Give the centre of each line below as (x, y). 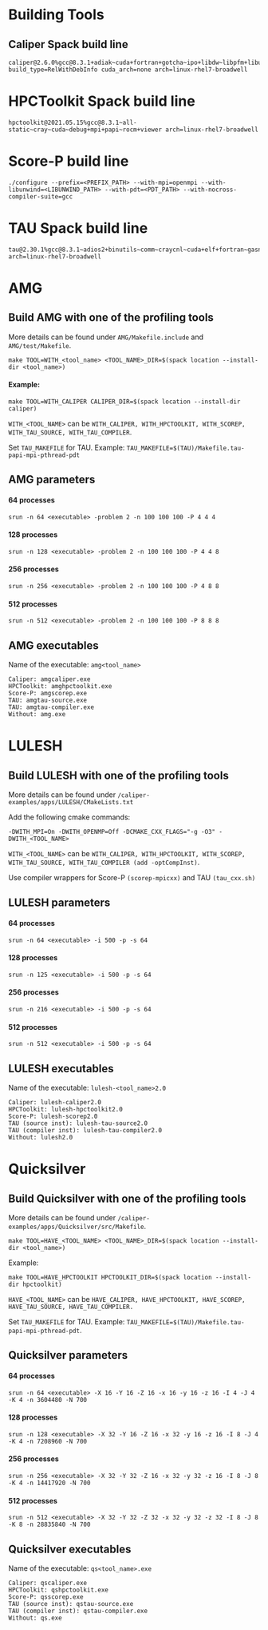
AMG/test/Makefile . (40, 345)
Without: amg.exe (37, 715)
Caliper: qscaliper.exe (48, 1583)
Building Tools (57, 15)
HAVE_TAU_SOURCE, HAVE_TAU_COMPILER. (71, 1307)
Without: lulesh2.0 (41, 1138)
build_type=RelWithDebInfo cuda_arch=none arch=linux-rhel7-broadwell (128, 70)
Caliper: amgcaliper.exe (49, 679)
